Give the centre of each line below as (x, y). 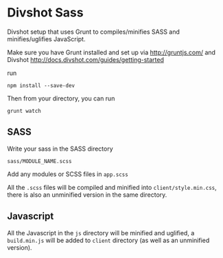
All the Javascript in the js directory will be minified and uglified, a (101, 233)
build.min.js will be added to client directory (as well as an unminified (108, 240)
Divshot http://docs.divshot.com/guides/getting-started (86, 59)
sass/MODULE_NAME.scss (39, 161)
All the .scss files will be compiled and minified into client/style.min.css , (112, 187)
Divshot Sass (45, 13)
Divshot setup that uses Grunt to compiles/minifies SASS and (94, 32)
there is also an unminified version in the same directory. (87, 195)
